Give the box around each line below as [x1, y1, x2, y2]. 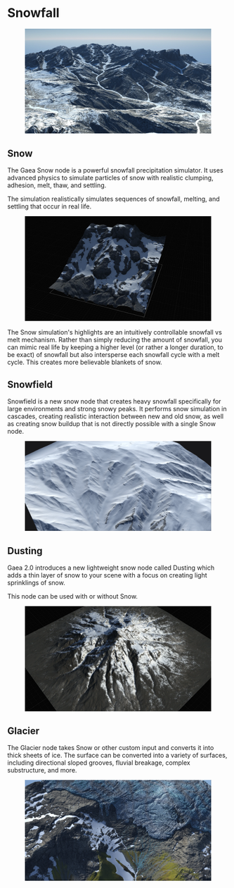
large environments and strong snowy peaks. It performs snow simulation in [7, 405, 227, 413]
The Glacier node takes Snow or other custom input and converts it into [7, 744, 214, 752]
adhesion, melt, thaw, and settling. [7, 181, 107, 189]
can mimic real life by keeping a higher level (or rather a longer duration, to [7, 343, 223, 351]
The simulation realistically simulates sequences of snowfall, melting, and [7, 195, 220, 204]
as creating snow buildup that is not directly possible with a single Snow [7, 420, 216, 428]
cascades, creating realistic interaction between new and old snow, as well [7, 412, 223, 420]
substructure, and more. [7, 766, 77, 775]
